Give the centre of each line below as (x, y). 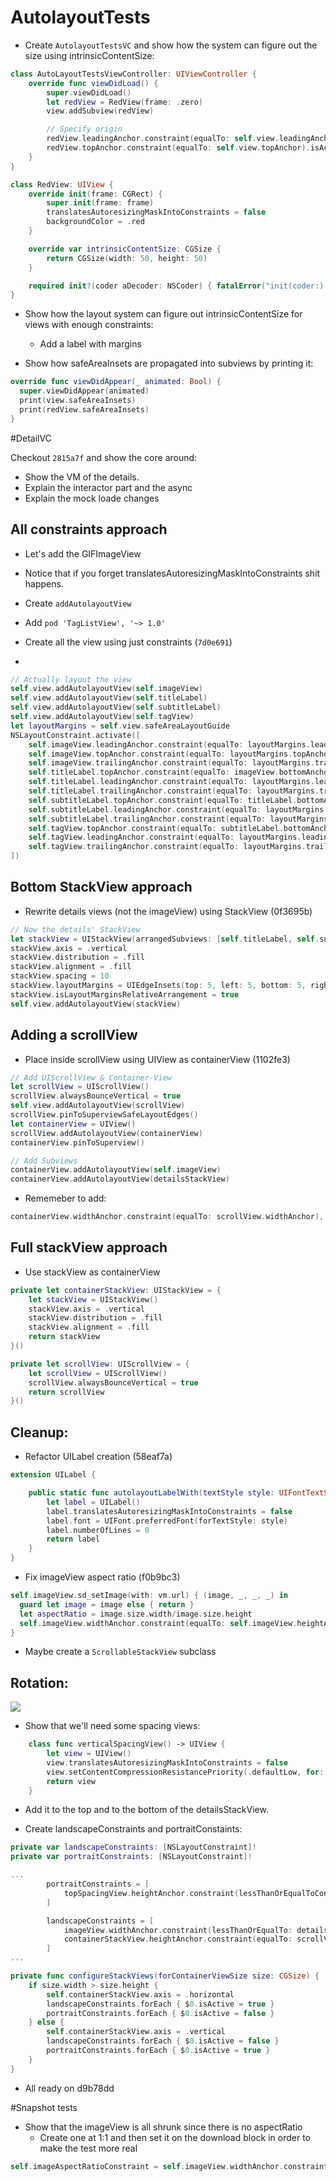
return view (71, 1781)
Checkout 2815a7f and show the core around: (104, 457)
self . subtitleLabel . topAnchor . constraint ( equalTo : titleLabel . (163, 800)
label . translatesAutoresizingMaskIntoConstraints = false (169, 1511)
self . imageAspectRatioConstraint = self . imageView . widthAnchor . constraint (169, 2166)
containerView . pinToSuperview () (77, 1142)
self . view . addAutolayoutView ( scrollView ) (98, 1106)
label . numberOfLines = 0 (98, 1530)
